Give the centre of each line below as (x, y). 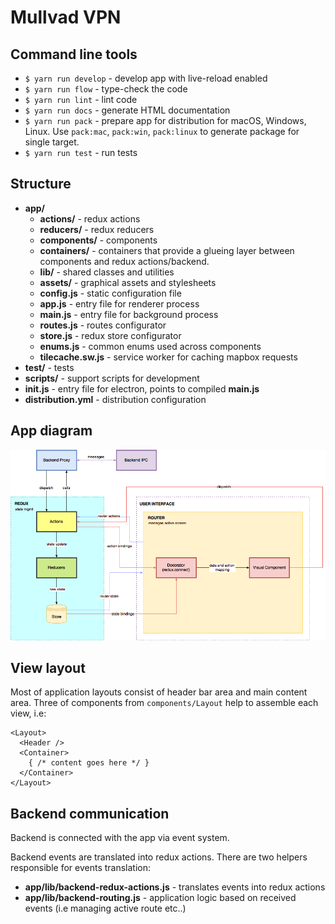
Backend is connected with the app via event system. (120, 838)
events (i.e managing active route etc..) (105, 908)
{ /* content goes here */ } (89, 763)
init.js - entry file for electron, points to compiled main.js (142, 388)
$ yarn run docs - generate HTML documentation (127, 110)
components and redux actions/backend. (124, 261)
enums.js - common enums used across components (150, 346)
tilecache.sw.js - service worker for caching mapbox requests (168, 357)
